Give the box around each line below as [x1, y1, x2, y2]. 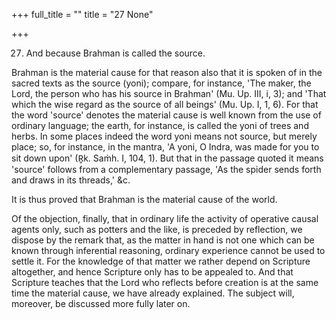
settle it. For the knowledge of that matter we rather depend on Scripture [11, 255, 311, 267]
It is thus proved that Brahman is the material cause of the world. [11, 194, 278, 205]
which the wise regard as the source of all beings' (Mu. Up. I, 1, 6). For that [11, 99, 319, 110]
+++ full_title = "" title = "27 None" [11, 9, 154, 20]
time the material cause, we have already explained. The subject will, [11, 287, 295, 299]
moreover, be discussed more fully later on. [11, 298, 191, 309]
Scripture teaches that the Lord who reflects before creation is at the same [11, 277, 319, 288]
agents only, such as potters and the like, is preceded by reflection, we [11, 224, 303, 235]
